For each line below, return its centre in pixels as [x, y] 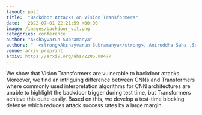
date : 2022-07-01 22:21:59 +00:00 [52, 23]
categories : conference [36, 34]
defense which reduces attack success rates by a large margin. [85, 105]
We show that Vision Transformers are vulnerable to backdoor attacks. [94, 73]
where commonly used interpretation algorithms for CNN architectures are [98, 86]
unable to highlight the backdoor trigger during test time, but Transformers [99, 92]
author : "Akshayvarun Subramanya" [50, 40]
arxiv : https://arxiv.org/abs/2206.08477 [59, 56]
